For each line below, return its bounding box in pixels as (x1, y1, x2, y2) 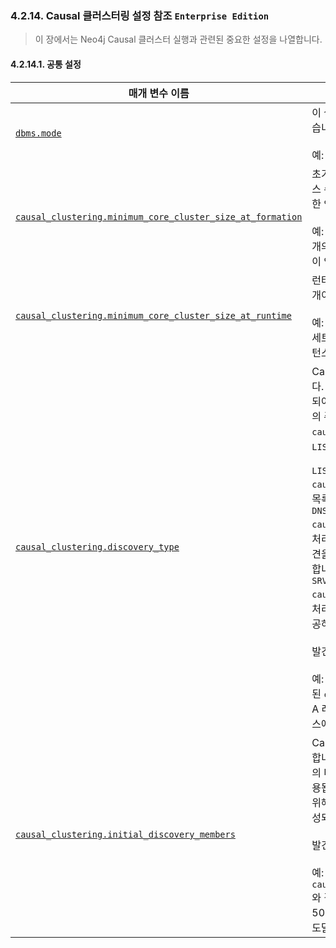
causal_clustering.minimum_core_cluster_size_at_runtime (15, 310, 292, 321)
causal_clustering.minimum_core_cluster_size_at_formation (15, 211, 303, 222)
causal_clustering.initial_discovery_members (15, 828, 236, 840)
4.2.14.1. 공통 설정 (10, 58, 82, 70)
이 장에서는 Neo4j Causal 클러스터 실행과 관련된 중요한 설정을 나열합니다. (34, 33, 323, 46)
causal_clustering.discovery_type (15, 541, 180, 552)
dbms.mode (15, 127, 62, 139)
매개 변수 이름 (128, 86, 190, 100)
